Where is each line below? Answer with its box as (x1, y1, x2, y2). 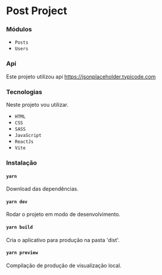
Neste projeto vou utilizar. (6, 102, 69, 109)
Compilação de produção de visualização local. (6, 261, 122, 269)
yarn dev (6, 199, 28, 205)
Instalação (6, 159, 37, 166)
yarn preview (6, 250, 38, 256)
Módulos (6, 25, 33, 34)
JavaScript (14, 133, 42, 139)
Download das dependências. (6, 185, 79, 192)
